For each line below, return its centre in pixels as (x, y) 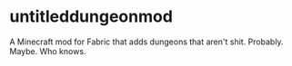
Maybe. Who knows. (48, 51)
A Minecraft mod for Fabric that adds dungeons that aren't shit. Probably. (146, 42)
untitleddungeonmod (91, 17)
